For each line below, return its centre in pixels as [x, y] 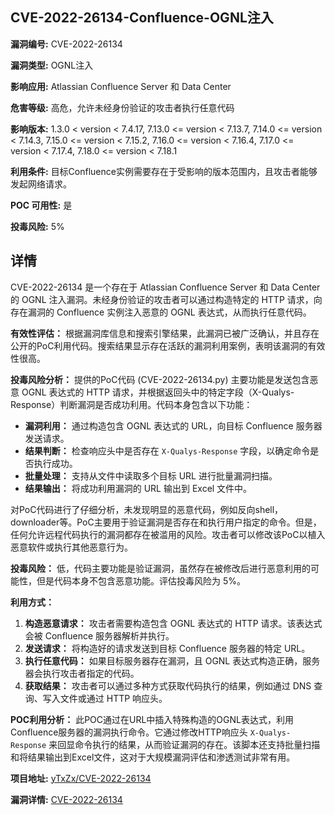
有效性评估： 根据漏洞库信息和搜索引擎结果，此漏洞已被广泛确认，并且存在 [165, 333]
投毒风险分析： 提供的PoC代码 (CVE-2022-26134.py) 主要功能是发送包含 [160, 379]
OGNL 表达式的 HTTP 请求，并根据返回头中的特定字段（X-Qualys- [158, 392]
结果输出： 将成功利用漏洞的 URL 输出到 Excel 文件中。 [138, 488]
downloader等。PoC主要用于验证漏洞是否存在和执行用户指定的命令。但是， [166, 522]
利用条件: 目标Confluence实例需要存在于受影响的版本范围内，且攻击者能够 [164, 171]
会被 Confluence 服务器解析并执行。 [99, 635]
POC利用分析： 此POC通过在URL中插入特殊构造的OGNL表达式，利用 [152, 719]
